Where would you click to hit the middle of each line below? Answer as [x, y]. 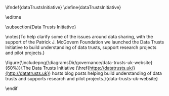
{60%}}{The [18, 68]
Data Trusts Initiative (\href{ [61, 68]
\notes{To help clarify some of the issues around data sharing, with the [79, 37]
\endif [11, 88]
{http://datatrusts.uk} [27, 73]
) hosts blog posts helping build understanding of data [105, 73]
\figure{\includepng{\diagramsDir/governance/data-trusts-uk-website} [79, 62]
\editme [13, 17]
